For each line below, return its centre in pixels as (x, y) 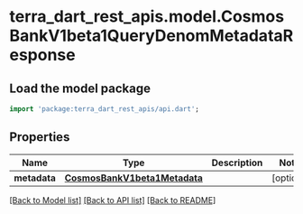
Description (237, 163)
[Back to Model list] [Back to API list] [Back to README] (113, 200)
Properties (40, 137)
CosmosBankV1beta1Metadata (133, 178)
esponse (42, 55)
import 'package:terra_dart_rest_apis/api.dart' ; (105, 109)
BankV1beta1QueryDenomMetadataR (151, 36)
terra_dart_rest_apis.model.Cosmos (147, 17)
